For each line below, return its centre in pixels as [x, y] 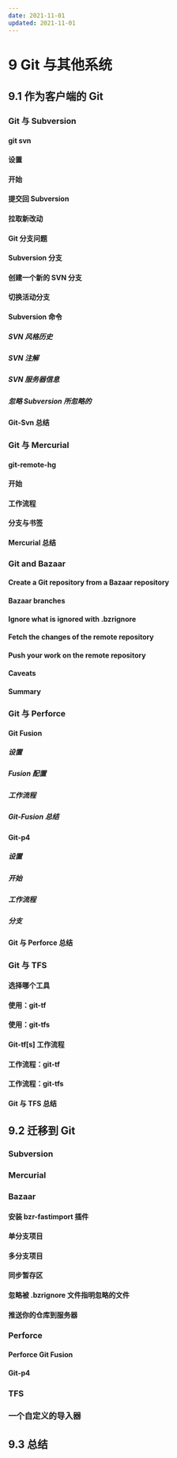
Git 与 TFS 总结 [33, 1103]
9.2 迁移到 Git [42, 1131]
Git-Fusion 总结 [34, 817]
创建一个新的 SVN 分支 [45, 277]
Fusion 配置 [27, 773]
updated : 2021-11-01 [42, 23]
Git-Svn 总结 [29, 422]
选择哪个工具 [29, 985]
